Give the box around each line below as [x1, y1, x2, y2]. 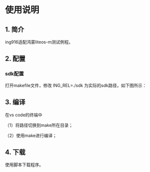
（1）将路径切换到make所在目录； [5, 122, 73, 128]
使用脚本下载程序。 [5, 162, 44, 168]
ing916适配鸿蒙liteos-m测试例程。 [5, 39, 73, 45]
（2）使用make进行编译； [5, 132, 57, 138]
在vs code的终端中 [5, 112, 43, 118]
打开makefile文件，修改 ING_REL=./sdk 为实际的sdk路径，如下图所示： [5, 82, 147, 88]
